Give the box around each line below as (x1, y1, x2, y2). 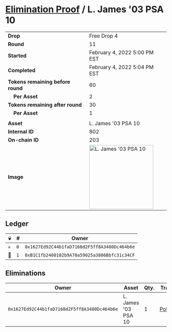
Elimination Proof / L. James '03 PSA (5, 4, 164, 15)
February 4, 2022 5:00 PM (89, 49, 154, 56)
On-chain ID (8, 136, 39, 144)
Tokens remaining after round (8, 101, 82, 108)
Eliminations (5, 269, 46, 278)
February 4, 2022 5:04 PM (89, 63, 154, 70)
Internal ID (8, 128, 34, 135)
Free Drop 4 (89, 32, 118, 39)
